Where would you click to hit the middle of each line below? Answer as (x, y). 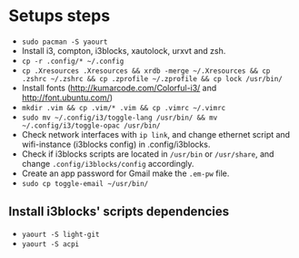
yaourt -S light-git (60, 234)
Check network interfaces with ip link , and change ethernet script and (156, 134)
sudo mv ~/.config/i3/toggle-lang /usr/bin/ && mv (120, 118)
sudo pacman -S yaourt (65, 42)
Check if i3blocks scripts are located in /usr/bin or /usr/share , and (148, 154)
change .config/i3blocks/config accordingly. (108, 163)
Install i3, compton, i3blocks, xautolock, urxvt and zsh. (124, 50)
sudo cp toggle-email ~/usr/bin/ (85, 183)
